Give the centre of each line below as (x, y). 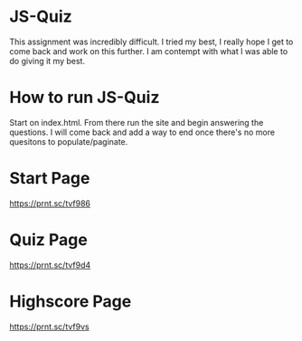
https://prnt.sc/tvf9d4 (50, 265)
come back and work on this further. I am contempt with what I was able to (149, 51)
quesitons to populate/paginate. (69, 141)
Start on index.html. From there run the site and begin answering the (137, 122)
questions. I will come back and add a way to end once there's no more (142, 132)
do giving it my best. (47, 61)
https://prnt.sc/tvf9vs (49, 327)
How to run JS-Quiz (85, 98)
